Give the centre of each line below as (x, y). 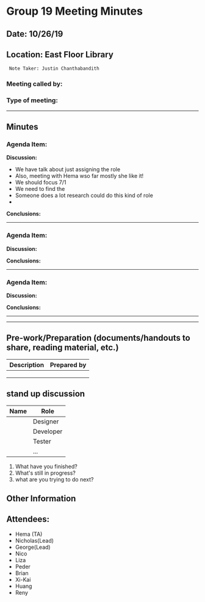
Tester (42, 441)
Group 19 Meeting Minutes (75, 11)
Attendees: (28, 519)
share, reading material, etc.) (63, 348)
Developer (48, 431)
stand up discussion (46, 394)
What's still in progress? (45, 473)
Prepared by (68, 365)
